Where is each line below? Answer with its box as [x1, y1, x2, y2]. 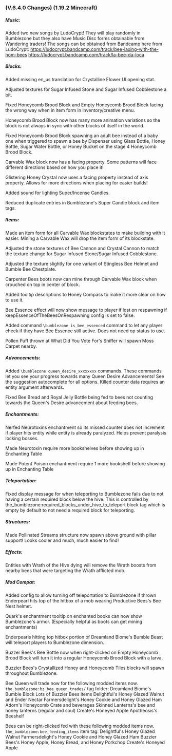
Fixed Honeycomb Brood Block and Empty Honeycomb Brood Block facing [5, 102, 163, 108]
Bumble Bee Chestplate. [5, 266, 56, 272]
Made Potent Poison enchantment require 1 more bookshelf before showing [5, 460, 165, 466]
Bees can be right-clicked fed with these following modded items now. [5, 723, 155, 729]
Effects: [5, 549, 23, 555]
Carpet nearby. [5, 343, 37, 349]
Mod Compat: [5, 579, 35, 585]
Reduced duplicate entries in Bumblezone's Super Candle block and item [5, 199, 160, 205]
